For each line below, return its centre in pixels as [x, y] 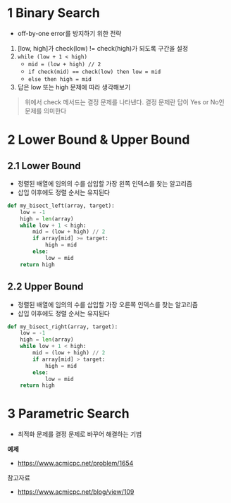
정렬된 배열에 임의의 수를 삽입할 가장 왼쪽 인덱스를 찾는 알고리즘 [105, 183]
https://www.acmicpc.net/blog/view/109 [76, 492]
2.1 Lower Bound [44, 166]
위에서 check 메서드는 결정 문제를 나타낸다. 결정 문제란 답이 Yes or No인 [124, 102]
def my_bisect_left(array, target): [61, 206]
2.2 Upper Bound [45, 287]
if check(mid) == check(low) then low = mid [94, 72]
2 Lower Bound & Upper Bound [99, 140]
